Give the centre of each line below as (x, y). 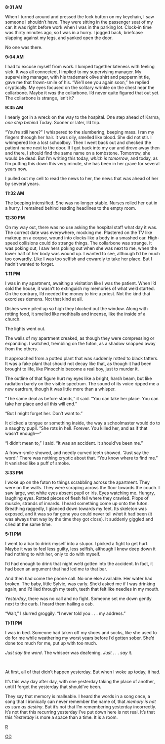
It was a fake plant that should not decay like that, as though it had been (78, 364)
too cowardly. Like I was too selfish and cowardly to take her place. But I (79, 259)
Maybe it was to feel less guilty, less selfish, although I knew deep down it (80, 549)
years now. (16, 169)
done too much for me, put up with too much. (51, 643)
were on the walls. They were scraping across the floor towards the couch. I (82, 488)
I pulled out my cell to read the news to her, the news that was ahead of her (82, 178)
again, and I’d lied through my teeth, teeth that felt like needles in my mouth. (82, 589)
